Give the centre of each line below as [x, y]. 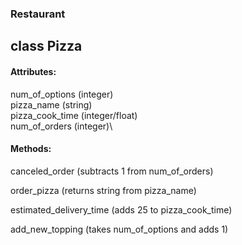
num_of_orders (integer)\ [61, 126]
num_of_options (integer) [62, 94]
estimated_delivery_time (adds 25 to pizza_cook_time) [121, 209]
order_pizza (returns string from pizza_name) [103, 190]
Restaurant [38, 14]
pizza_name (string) [51, 104]
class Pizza [46, 46]
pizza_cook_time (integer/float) [74, 115]
